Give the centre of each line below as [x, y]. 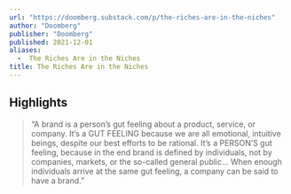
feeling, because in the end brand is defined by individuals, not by [151, 152]
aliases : [25, 50]
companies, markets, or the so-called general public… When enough [156, 161]
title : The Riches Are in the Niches [79, 67]
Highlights [39, 103]
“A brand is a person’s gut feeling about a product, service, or [143, 124]
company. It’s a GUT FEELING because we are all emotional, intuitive [156, 133]
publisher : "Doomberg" [51, 34]
